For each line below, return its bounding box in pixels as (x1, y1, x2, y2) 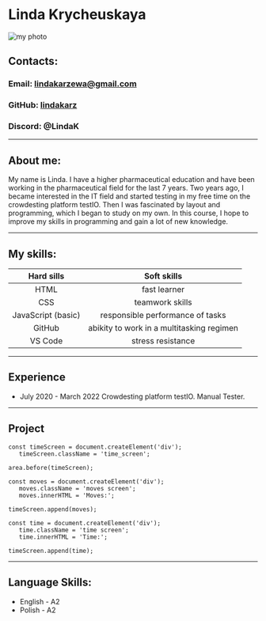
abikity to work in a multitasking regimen (88, 323, 239, 334)
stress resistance (131, 335, 196, 346)
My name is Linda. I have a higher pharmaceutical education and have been (8, 175, 255, 184)
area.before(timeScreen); (8, 464, 93, 471)
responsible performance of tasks (100, 310, 226, 321)
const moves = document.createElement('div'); (8, 477, 165, 486)
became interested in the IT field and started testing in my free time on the (8, 191, 251, 201)
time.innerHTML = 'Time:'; (18, 532, 108, 541)
